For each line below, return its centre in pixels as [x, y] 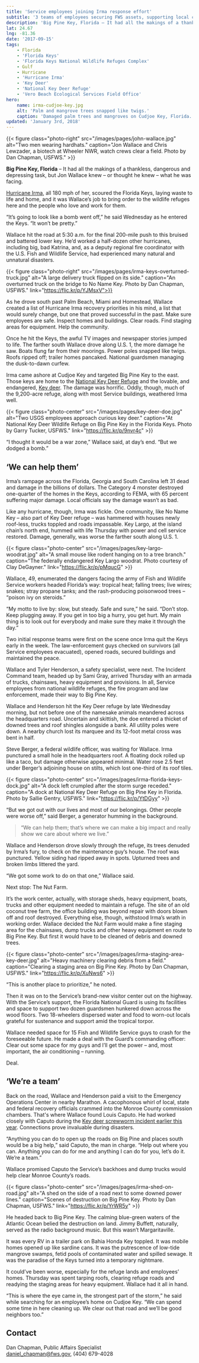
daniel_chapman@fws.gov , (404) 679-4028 [60, 1354]
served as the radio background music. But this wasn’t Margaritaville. [91, 1230]
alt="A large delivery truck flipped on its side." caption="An [104, 278]
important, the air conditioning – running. [56, 1051]
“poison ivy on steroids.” [36, 597]
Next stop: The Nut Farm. [37, 887]
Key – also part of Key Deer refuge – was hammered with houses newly [93, 517]
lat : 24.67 [20, 28]
